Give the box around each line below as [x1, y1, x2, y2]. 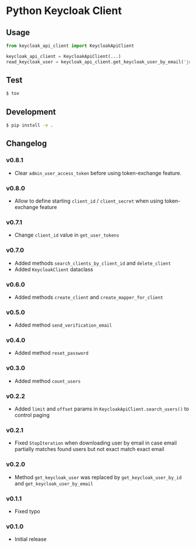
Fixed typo [14, 508, 41, 515]
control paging [14, 412, 50, 419]
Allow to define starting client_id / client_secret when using [14, 197, 163, 204]
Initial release [14, 536, 47, 543]
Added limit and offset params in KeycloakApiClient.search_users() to [14, 405, 190, 412]
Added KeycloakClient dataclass [14, 265, 93, 273]
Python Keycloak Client [6, 4, 122, 18]
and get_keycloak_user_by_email [14, 480, 93, 487]
